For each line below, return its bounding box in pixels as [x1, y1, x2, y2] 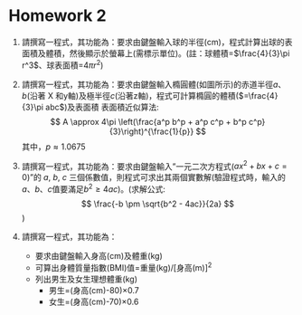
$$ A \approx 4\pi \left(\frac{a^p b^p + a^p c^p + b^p [50, 116, 248, 127]
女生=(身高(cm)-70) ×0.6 [48, 296, 139, 307]
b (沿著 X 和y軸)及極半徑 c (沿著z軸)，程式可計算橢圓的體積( [21, 90, 239, 100]
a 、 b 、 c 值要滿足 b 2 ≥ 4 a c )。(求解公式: [21, 182, 166, 195]
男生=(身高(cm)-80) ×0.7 [48, 284, 139, 295]
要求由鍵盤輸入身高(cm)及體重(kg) [34, 250, 164, 261]
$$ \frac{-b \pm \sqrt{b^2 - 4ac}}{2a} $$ [80, 198, 234, 209]
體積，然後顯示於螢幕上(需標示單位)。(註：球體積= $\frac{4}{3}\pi [45, 47, 290, 59]
